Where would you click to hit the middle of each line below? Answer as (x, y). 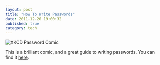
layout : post (19, 10)
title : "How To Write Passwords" (40, 14)
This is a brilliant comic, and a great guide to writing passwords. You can (80, 52)
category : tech (21, 28)
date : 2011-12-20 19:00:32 (33, 19)
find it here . (17, 57)
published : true (22, 24)
